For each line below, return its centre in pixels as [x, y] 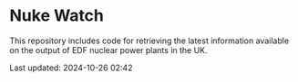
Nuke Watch [57, 16]
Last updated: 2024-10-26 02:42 [71, 68]
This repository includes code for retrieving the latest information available [149, 41]
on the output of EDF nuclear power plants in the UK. [108, 50]
